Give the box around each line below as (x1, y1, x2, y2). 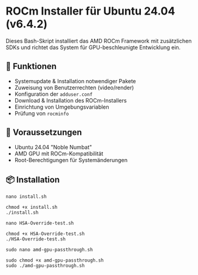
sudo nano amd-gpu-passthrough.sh (5, 247, 94, 253)
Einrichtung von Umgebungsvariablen (14, 103, 110, 110)
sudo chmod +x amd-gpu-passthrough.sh (5, 257, 104, 263)
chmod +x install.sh (5, 205, 58, 211)
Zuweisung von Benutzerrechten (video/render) (14, 84, 134, 91)
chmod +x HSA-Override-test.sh (5, 231, 85, 237)
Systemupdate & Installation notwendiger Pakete (14, 77, 136, 84)
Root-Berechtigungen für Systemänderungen (14, 156, 128, 163)
